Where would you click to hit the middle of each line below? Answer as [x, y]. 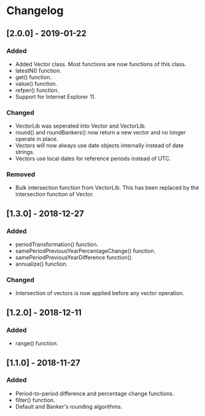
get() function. [33, 77]
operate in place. [37, 139]
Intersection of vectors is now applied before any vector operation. [100, 293]
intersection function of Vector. [54, 195]
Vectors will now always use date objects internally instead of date [99, 145]
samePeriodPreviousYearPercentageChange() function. [85, 251]
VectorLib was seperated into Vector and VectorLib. [80, 126]
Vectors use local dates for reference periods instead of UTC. [93, 159]
